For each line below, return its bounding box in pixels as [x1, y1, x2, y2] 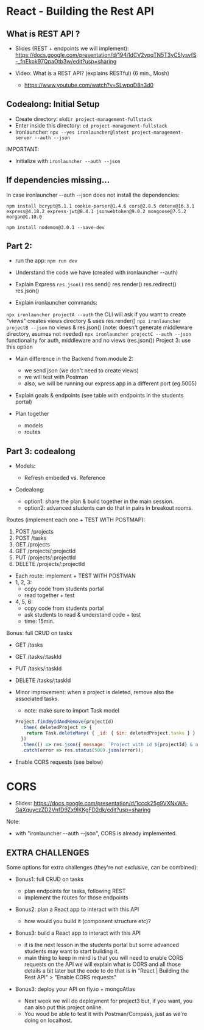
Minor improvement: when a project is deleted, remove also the [15, 689, 174, 696]
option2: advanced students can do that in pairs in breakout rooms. [24, 504, 193, 512]
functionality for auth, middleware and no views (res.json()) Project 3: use [6, 337, 191, 344]
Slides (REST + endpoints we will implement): [15, 45, 129, 52]
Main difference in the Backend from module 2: [15, 355, 134, 363]
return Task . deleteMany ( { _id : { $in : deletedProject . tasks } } [26, 730, 196, 736]
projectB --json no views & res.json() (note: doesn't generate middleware [6, 324, 193, 331]
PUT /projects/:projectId [15, 554, 76, 561]
